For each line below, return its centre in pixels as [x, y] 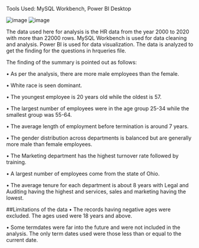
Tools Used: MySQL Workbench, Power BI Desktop [69, 9]
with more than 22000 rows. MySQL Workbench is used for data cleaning [97, 38]
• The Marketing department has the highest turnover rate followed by [92, 156]
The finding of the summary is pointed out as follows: [71, 62]
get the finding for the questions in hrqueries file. [66, 51]
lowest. [15, 198]
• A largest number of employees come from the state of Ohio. [83, 173]
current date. [22, 240]
